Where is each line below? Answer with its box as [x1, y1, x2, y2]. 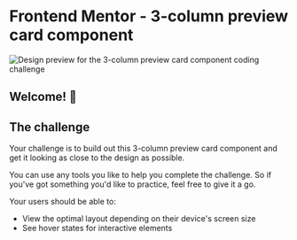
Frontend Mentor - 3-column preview [9, 6, 289, 27]
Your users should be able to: [9, 197, 117, 207]
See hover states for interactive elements [21, 223, 173, 234]
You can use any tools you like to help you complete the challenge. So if [9, 170, 272, 181]
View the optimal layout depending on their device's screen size [21, 213, 256, 224]
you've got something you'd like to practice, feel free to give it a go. [9, 179, 256, 190]
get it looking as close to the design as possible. [9, 152, 185, 163]
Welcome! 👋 [9, 89, 77, 105]
